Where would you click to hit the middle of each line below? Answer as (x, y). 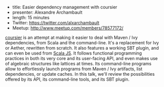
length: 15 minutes (31, 17)
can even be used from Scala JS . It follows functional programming (74, 53)
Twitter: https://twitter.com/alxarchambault (56, 23)
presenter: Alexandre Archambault (47, 12)
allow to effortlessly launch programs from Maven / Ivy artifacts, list (74, 69)
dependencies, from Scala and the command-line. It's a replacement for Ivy (82, 43)
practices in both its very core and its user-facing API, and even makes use (82, 58)
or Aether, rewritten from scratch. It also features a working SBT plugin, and (82, 48)
